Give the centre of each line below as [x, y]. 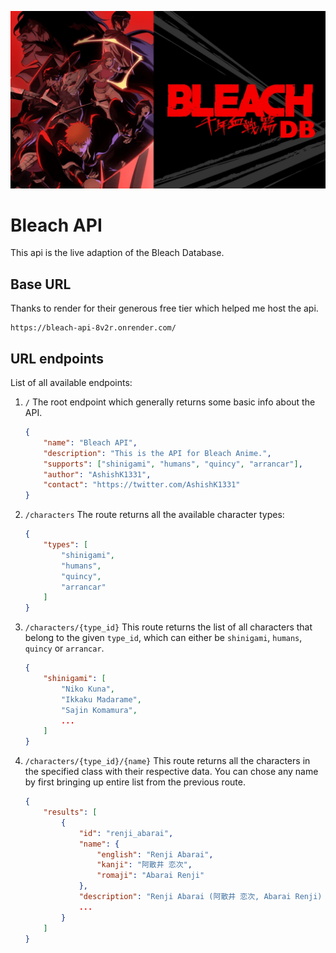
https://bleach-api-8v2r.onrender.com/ [93, 328]
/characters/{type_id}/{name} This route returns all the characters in [167, 761]
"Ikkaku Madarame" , [101, 699]
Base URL [41, 284]
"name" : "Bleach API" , [90, 442]
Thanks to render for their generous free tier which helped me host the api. [164, 308]
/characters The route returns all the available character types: [154, 515]
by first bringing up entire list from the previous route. [135, 782]
